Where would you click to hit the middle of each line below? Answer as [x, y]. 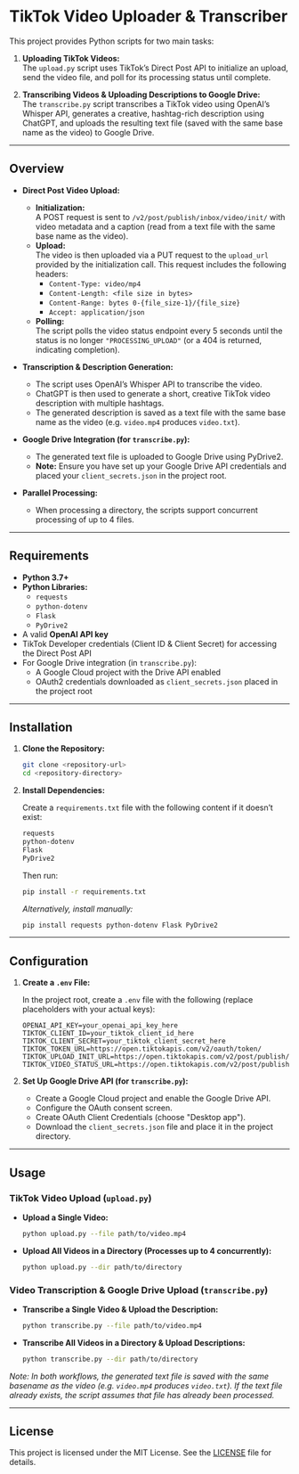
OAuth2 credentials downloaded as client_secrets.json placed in [157, 681]
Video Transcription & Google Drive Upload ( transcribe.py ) [139, 1290]
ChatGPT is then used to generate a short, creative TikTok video [153, 393]
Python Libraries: [55, 586]
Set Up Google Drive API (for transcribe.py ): [105, 1081]
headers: [52, 274]
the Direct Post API [57, 653]
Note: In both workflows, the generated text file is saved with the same [139, 1376]
